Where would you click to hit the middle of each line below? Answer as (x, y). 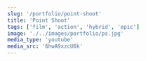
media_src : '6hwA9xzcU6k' (45, 46)
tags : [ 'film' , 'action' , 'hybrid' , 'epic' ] (73, 27)
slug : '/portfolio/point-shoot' (54, 14)
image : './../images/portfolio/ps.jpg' (66, 33)
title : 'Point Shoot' (39, 20)
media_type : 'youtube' (40, 40)
